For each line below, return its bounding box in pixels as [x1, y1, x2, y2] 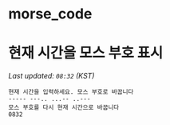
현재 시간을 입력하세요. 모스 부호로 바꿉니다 [8, 88, 134, 96]
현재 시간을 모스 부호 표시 [8, 44, 164, 62]
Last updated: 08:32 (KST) [8, 71, 95, 81]
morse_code [8, 5, 93, 23]
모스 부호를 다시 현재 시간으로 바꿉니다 [8, 103, 120, 112]
